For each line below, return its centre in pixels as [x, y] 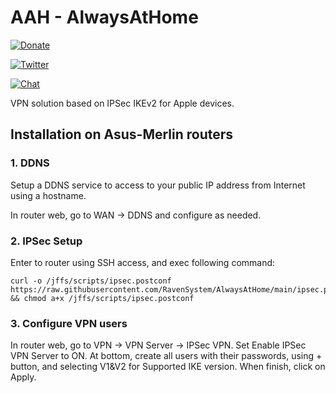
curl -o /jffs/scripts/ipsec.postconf [91, 281]
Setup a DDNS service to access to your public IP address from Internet [158, 185]
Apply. [23, 377]
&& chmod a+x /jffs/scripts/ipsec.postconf [102, 298]
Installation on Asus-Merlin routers [122, 134]
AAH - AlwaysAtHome [104, 17]
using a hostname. [48, 195]
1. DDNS [30, 163]
